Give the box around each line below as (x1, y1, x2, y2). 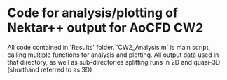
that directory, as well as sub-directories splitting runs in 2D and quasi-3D (7, 58, 221, 66)
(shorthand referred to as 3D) (7, 65, 92, 74)
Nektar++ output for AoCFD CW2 (7, 20, 204, 36)
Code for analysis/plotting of (7, 5, 179, 21)
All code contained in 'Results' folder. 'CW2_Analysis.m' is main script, (7, 43, 211, 51)
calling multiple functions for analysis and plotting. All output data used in (7, 51, 219, 59)
